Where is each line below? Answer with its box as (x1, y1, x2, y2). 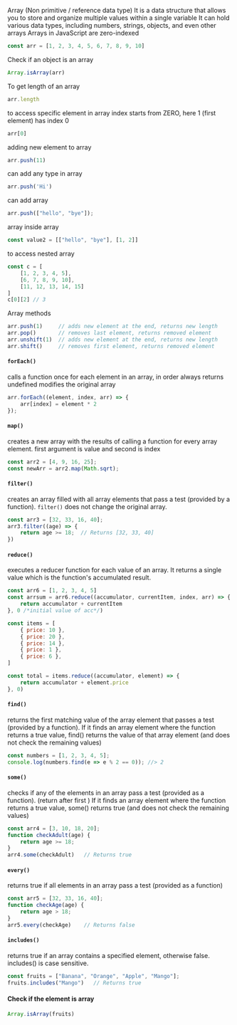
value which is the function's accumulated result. (7, 573, 152, 582)
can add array (7, 196, 48, 205)
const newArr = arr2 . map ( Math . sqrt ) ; (7, 465, 120, 472)
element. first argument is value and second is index (7, 444, 161, 453)
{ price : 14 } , (20, 640, 65, 647)
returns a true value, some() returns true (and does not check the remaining (7, 804, 230, 812)
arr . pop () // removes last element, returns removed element (7, 330, 212, 337)
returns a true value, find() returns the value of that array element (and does (7, 730, 230, 739)
